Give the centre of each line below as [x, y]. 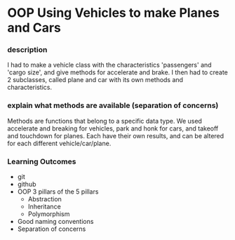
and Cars [34, 28]
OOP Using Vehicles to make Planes [113, 13]
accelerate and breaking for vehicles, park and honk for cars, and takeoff [113, 128]
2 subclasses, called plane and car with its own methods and [95, 80]
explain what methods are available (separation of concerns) [113, 105]
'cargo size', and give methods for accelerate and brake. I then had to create [117, 72]
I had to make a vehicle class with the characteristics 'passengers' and [109, 65]
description [27, 50]
